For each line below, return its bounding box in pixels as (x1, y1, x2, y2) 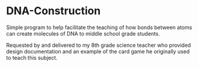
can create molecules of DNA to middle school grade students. (6, 30, 161, 37)
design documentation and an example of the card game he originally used (6, 47, 190, 55)
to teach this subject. (6, 54, 58, 61)
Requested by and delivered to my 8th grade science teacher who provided (6, 42, 191, 49)
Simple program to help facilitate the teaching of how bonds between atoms (6, 24, 192, 31)
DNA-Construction (6, 4, 101, 18)
